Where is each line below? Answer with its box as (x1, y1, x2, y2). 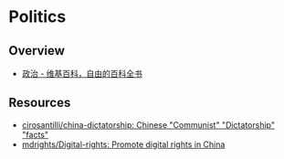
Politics (8, 6, 67, 27)
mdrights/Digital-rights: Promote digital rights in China (21, 139, 226, 150)
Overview (8, 43, 66, 58)
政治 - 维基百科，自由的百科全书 (21, 69, 143, 79)
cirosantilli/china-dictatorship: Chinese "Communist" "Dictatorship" (21, 119, 276, 130)
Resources (8, 95, 71, 111)
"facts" (21, 129, 49, 140)
